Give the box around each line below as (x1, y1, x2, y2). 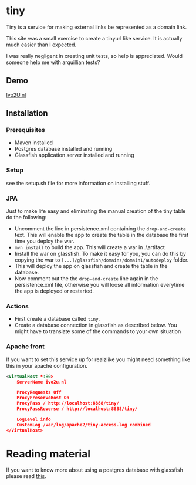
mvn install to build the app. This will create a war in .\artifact (14, 244, 165, 251)
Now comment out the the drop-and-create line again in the (14, 275, 158, 282)
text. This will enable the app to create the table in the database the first (14, 232, 189, 239)
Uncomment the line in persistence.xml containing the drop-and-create (14, 225, 186, 232)
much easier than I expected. (6, 41, 77, 48)
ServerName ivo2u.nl (16, 379, 67, 385)
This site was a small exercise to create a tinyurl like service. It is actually (6, 35, 183, 42)
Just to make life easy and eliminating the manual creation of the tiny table (6, 208, 186, 215)
